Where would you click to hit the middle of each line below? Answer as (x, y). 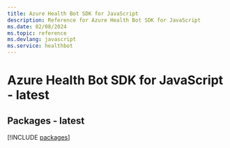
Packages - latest (46, 121)
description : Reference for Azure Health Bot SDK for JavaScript (104, 20)
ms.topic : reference (37, 33)
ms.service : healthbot (40, 46)
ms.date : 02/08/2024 (37, 26)
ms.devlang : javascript (42, 40)
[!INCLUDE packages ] (39, 137)
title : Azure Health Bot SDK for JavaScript (73, 14)
